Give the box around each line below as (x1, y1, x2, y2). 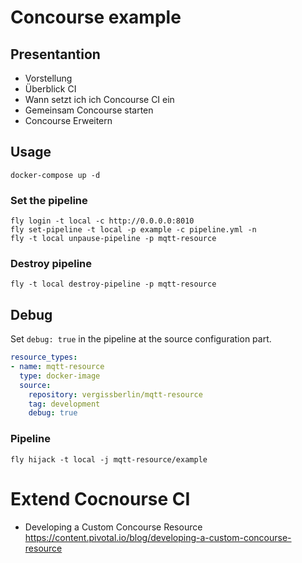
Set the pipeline (10, 193, 88, 207)
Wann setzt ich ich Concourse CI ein (24, 94, 175, 105)
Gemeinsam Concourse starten (24, 104, 154, 116)
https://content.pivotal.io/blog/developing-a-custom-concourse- (24, 531, 292, 543)
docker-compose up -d (10, 170, 101, 180)
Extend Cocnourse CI (10, 487, 191, 510)
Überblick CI (24, 83, 77, 95)
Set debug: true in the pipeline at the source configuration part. (10, 333, 272, 345)
